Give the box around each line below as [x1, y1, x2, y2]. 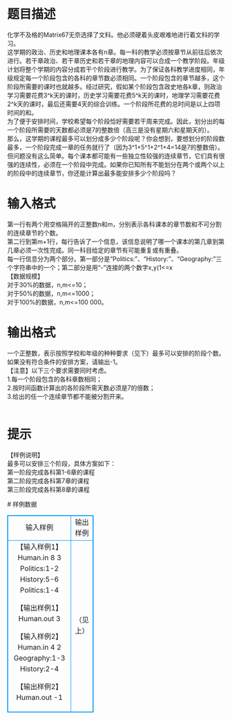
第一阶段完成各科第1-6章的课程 [7, 468, 95, 476]
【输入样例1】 [16, 541, 63, 551]
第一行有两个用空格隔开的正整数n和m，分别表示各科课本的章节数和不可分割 [7, 219, 222, 228]
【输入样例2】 [16, 631, 63, 641]
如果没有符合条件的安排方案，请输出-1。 [7, 357, 122, 366]
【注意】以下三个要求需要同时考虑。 [7, 366, 110, 375]
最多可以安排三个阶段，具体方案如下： [7, 459, 116, 467]
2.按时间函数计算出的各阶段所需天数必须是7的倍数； [7, 384, 155, 392]
